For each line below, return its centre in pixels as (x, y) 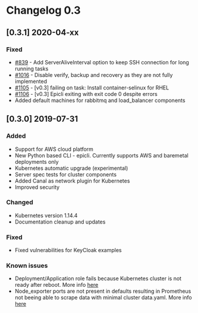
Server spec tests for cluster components (66, 174)
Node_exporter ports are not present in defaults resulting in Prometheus (103, 291)
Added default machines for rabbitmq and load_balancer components (100, 100)
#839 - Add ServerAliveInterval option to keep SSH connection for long (102, 62)
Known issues (27, 266)
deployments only (37, 162)
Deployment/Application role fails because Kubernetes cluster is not (98, 278)
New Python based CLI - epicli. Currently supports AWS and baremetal (101, 155)
